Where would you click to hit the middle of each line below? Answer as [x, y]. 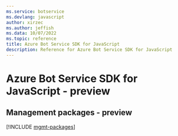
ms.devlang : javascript [35, 17]
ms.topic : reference [32, 39]
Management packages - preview [69, 113]
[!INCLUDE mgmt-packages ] [41, 127]
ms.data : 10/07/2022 [32, 33]
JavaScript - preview [58, 91]
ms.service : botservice [35, 11]
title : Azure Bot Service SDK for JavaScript [63, 45]
